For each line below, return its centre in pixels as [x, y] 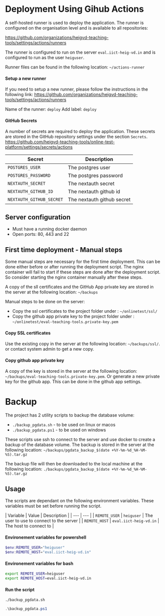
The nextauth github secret [99, 199]
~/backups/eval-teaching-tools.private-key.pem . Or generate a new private [82, 376]
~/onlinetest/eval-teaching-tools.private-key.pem [65, 322]
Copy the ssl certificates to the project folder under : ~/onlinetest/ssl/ [85, 311]
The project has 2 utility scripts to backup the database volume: [70, 415]
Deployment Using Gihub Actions [75, 9]
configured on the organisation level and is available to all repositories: [77, 28]
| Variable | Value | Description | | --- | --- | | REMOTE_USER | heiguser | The [79, 516]
